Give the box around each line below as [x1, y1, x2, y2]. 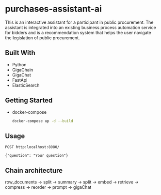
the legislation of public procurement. [5, 35, 80, 41]
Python [12, 61, 27, 67]
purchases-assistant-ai [5, 3, 102, 15]
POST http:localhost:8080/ [5, 145, 60, 150]
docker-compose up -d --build [12, 119, 74, 123]
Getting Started [5, 96, 53, 105]
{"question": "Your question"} [5, 153, 68, 158]
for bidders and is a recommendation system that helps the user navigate [5, 30, 151, 35]
